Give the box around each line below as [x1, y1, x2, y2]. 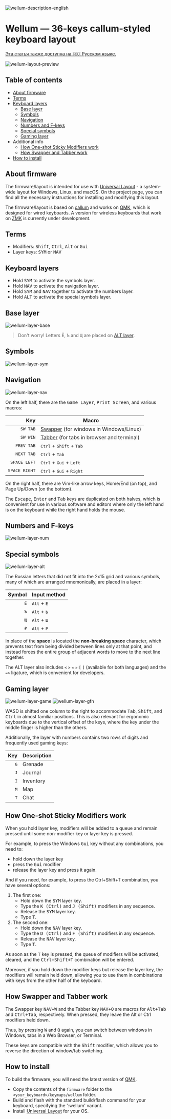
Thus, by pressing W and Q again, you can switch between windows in [5, 1027, 152, 1033]
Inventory [22, 777, 46, 784]
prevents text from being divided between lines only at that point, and [5, 643, 152, 650]
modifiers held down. [5, 1016, 50, 1023]
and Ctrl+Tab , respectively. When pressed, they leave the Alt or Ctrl [5, 1011, 152, 1017]
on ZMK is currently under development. [5, 215, 91, 221]
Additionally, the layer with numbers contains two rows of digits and [5, 734, 148, 741]
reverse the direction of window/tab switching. [5, 1047, 104, 1054]
